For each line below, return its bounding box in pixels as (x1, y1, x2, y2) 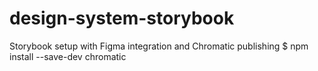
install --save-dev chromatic (9, 50, 127, 62)
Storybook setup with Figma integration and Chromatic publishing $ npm (9, 40, 309, 52)
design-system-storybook (9, 7, 235, 30)
